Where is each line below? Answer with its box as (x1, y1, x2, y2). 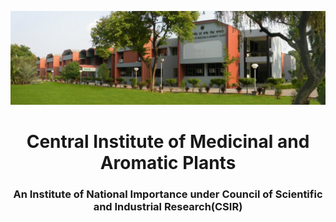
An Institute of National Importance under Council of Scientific (13, 187, 323, 201)
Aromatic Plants (99, 151, 237, 174)
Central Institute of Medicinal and (26, 130, 310, 153)
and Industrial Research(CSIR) (93, 199, 243, 213)
